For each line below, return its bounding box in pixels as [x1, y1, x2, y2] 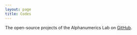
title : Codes [5, 12, 31, 16]
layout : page [5, 7, 31, 12]
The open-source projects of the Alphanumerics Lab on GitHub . [5, 24, 132, 30]
